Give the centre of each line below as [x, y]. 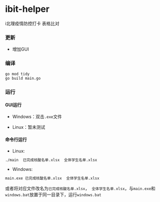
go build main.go [23, 78]
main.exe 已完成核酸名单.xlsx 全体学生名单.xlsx [52, 178]
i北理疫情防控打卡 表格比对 [32, 23]
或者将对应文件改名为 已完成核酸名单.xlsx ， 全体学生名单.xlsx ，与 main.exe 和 [80, 189]
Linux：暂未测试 [29, 127]
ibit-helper [27, 9]
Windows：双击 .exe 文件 [37, 117]
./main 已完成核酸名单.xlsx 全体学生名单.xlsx [51, 160]
